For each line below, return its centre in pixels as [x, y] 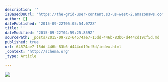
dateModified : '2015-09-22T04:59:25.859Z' [50, 33]
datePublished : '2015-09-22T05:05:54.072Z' [51, 24]
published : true [22, 42]
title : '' [15, 28]
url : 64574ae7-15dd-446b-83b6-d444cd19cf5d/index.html [63, 47]
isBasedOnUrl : [20, 14]
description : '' [22, 10]
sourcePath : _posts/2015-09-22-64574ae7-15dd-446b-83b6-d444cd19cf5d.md [82, 38]
